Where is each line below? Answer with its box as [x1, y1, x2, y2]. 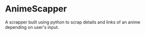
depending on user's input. [5, 24, 59, 30]
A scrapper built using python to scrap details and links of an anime [5, 19, 141, 25]
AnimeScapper [5, 3, 67, 14]
